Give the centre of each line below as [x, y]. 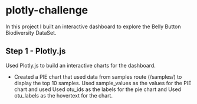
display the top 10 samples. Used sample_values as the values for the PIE [103, 83]
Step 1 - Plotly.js [36, 51]
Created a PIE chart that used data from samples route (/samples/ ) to [98, 76]
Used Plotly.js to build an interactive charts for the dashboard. [81, 65]
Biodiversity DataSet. [31, 32]
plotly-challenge [47, 10]
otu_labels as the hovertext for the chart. [63, 95]
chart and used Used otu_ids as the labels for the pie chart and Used [97, 89]
